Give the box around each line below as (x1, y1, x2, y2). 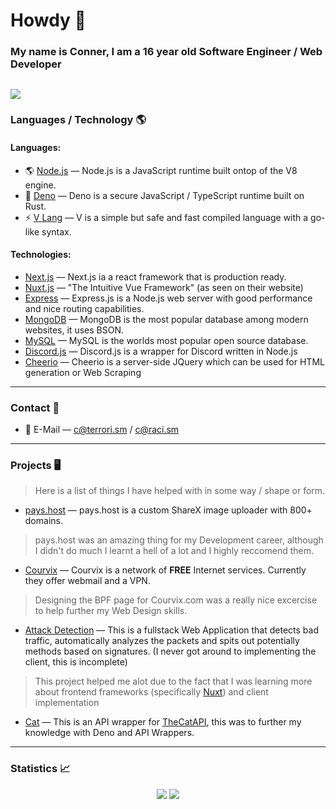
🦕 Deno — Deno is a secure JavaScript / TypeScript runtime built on (24, 189, 305, 201)
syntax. (41, 225, 72, 238)
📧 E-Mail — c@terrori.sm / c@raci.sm (24, 424, 180, 436)
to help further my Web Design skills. (34, 605, 188, 617)
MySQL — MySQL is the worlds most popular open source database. (24, 334, 309, 346)
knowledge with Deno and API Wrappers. (24, 727, 195, 739)
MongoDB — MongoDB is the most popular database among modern (24, 313, 309, 325)
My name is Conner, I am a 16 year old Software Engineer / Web (10, 45, 323, 59)
